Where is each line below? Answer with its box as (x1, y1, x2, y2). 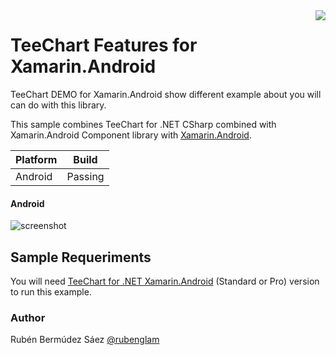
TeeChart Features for (10, 34, 198, 57)
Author (10, 310, 46, 324)
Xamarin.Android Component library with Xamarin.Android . (10, 129, 252, 141)
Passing (66, 169, 105, 183)
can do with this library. (10, 99, 107, 111)
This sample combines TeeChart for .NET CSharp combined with (10, 118, 277, 130)
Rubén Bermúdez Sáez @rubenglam (10, 334, 160, 346)
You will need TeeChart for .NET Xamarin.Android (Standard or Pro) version (10, 275, 320, 287)
